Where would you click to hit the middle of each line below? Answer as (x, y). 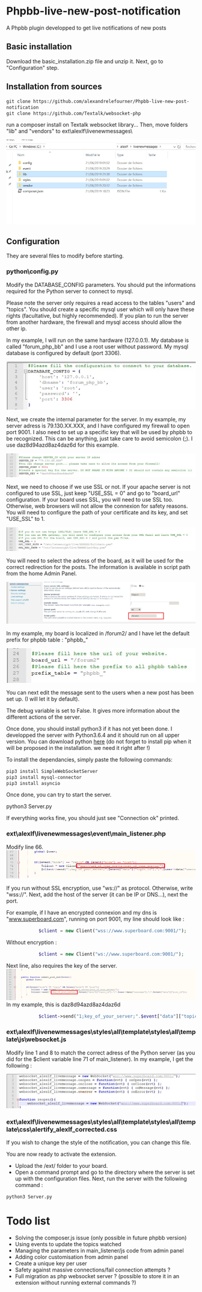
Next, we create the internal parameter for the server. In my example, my (96, 420)
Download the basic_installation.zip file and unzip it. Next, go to (85, 61)
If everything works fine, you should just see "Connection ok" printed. (93, 818)
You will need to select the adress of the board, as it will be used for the (95, 560)
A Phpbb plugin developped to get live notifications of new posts (86, 28)
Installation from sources (54, 87)
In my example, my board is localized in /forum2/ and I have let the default (98, 634)
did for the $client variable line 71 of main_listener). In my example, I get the (100, 1059)
